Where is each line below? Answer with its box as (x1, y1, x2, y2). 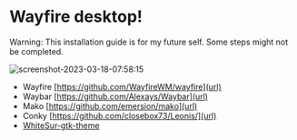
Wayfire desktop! (9, 6, 143, 27)
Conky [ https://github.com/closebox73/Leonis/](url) (22, 110, 217, 121)
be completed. (9, 45, 64, 56)
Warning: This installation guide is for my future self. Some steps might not (9, 36, 289, 47)
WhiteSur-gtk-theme (22, 120, 100, 131)
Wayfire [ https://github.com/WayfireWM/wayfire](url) (22, 81, 223, 92)
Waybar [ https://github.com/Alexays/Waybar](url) (22, 91, 209, 102)
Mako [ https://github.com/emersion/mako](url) (22, 100, 198, 111)
